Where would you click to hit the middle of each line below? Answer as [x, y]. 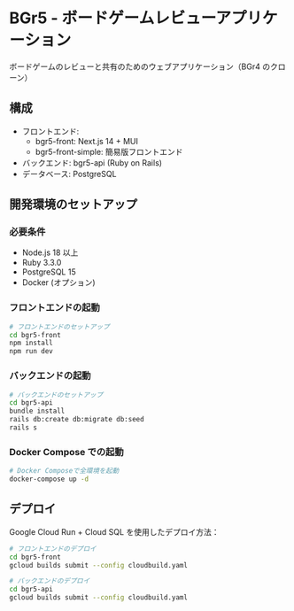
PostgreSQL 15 [49, 272]
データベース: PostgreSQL [69, 174]
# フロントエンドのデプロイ [53, 549]
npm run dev [31, 352]
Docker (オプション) [58, 282]
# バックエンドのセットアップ [56, 395]
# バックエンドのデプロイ [50, 581]
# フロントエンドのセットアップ [59, 327]
